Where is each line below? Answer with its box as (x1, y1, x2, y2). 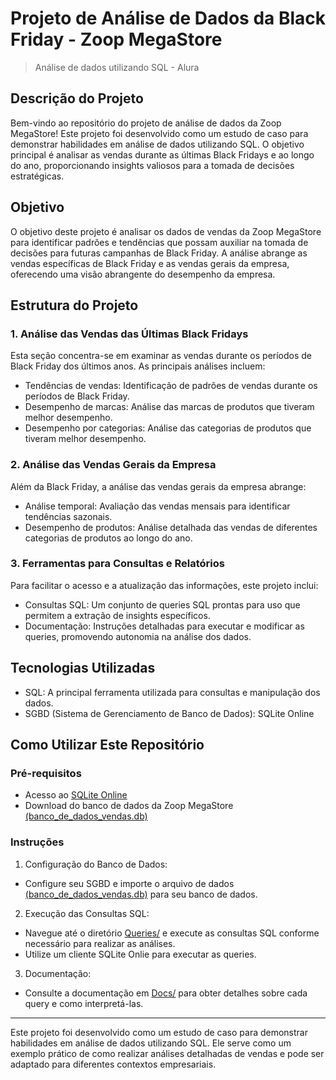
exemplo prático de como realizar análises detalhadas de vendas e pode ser (10, 1047, 325, 1059)
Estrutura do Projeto (10, 297, 139, 314)
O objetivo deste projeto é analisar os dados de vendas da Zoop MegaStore (10, 225, 322, 237)
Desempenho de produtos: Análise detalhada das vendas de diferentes (24, 521, 318, 533)
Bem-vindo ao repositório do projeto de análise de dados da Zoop (10, 117, 282, 129)
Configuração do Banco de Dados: (24, 858, 168, 870)
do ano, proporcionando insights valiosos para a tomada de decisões (10, 159, 295, 171)
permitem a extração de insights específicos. (24, 609, 211, 621)
